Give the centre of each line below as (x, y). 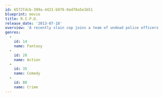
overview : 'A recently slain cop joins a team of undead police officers (82, 28)
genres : (13, 32)
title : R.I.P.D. (22, 19)
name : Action (27, 60)
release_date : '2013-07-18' (34, 23)
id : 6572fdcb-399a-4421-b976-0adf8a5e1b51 (49, 10)
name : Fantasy (28, 46)
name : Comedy (27, 73)
